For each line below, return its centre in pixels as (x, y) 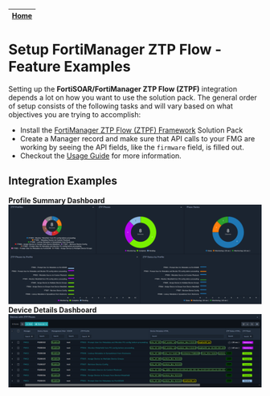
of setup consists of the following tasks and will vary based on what (121, 106)
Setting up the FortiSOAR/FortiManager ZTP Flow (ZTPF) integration (123, 88)
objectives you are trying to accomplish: (75, 114)
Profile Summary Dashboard (57, 200)
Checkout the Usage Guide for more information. (101, 155)
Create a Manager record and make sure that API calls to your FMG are (137, 138)
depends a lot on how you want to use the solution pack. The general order (133, 97)
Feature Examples (70, 67)
